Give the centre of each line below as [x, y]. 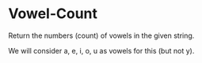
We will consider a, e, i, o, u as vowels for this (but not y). [101, 50]
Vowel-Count [53, 14]
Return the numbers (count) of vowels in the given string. [101, 35]
